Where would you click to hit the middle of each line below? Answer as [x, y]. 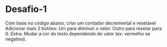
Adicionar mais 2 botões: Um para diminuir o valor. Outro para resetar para [83, 28]
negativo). [16, 39]
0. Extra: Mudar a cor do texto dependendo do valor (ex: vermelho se [78, 33]
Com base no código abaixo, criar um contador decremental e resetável [81, 23]
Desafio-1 [26, 9]
